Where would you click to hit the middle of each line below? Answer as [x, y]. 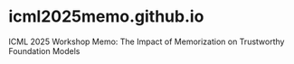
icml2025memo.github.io [106, 17]
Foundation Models [44, 50]
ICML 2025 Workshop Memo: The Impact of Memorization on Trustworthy [147, 41]
